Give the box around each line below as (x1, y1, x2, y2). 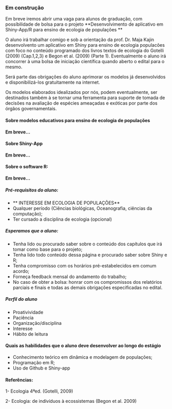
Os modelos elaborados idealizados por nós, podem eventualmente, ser (5, 89, 158, 95)
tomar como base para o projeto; (12, 246, 83, 252)
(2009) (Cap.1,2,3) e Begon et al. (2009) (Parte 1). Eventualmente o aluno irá (5, 53, 166, 59)
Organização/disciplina (12, 320, 62, 326)
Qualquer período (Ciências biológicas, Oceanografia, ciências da (12, 205, 152, 211)
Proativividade (12, 309, 44, 315)
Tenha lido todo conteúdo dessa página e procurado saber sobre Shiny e (12, 251, 167, 258)
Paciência (12, 315, 34, 321)
